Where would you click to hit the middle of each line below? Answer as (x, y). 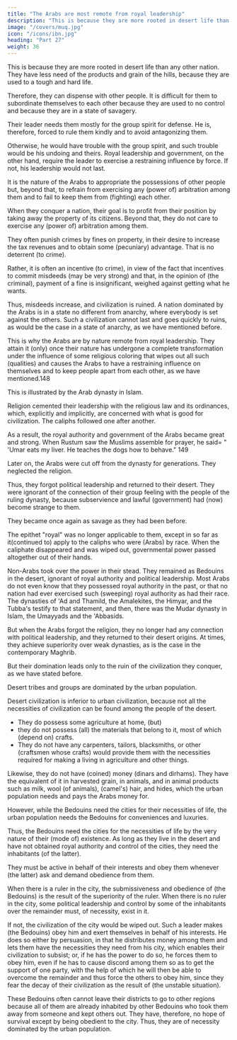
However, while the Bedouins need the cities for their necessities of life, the (117, 810)
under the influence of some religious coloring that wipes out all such (108, 356)
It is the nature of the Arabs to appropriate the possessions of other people (116, 182)
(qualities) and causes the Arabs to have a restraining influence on (104, 363)
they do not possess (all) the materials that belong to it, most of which (119, 730)
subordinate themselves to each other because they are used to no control (116, 103)
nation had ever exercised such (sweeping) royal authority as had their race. (118, 593)
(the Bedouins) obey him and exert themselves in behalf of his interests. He (117, 932)
